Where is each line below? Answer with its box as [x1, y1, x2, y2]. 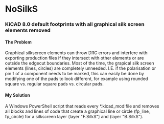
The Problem [5, 39, 32, 45]
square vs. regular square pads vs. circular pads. [5, 81, 104, 87]
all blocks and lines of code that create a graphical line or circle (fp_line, [5, 108, 150, 114]
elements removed [5, 27, 50, 34]
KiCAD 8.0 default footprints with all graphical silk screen [5, 21, 144, 28]
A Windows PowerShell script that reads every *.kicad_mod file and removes [5, 103, 160, 109]
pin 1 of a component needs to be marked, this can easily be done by [5, 71, 144, 77]
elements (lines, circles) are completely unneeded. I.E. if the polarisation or [5, 65, 156, 71]
